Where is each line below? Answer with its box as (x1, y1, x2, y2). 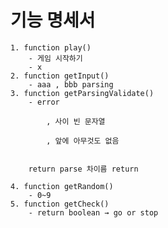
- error (28, 97, 60, 107)
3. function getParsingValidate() (10, 88, 155, 98)
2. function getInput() (10, 71, 110, 81)
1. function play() (10, 42, 92, 53)
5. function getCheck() (10, 199, 110, 209)
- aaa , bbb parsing (28, 79, 114, 90)
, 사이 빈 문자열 (46, 116, 106, 126)
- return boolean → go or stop (28, 207, 159, 218)
